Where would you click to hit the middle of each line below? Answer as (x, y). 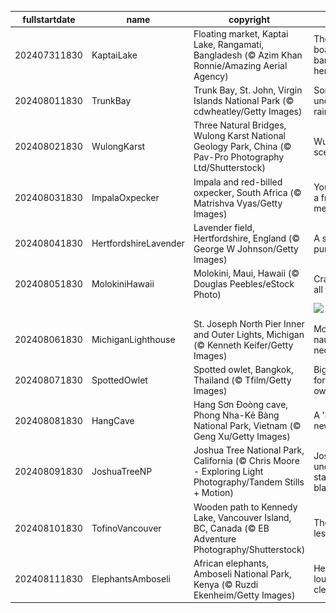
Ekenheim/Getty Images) (244, 595)
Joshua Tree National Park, (249, 450)
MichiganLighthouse (133, 339)
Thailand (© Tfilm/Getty (242, 380)
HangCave (113, 420)
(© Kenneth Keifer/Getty (243, 345)
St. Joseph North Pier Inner (249, 323)
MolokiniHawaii (123, 284)
